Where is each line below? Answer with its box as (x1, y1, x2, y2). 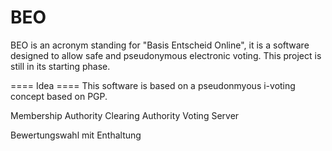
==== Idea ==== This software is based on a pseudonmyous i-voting (10, 79, 296, 91)
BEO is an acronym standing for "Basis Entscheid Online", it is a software (10, 39, 310, 51)
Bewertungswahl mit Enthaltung (10, 129, 142, 141)
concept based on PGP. (10, 90, 108, 102)
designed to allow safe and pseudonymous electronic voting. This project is (10, 49, 322, 61)
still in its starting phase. (10, 60, 111, 72)
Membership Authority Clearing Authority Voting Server (10, 109, 240, 121)
